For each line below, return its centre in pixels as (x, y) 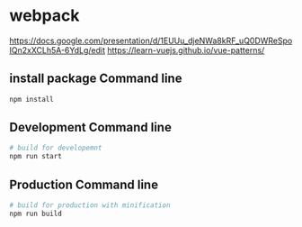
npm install (31, 99)
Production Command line (84, 184)
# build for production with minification (90, 205)
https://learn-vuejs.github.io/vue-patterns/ (186, 50)
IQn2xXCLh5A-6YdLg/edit (58, 50)
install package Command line (96, 79)
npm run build (36, 213)
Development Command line (91, 127)
